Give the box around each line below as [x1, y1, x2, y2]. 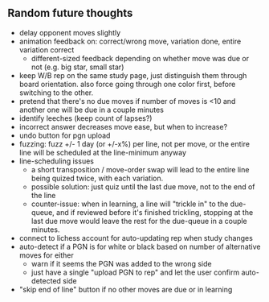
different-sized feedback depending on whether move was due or [31, 53, 250, 63]
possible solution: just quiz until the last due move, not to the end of [31, 181, 255, 192]
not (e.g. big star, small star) [31, 62, 124, 72]
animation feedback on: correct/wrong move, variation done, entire [18, 36, 242, 46]
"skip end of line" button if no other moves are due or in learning [18, 284, 233, 294]
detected [31, 275, 62, 285]
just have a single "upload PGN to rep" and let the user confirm [31, 267, 240, 277]
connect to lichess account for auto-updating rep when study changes [18, 233, 254, 242]
